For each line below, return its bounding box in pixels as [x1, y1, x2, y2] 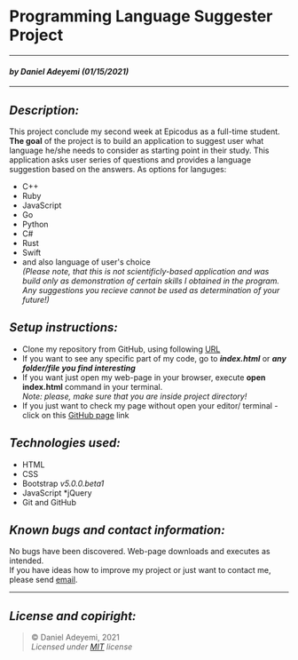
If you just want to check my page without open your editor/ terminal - [21, 400, 278, 410]
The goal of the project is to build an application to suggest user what [9, 135, 264, 146]
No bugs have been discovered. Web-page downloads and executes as [9, 546, 271, 557]
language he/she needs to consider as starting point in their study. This [9, 145, 270, 155]
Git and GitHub [21, 497, 77, 507]
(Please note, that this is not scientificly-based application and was [21, 266, 270, 276]
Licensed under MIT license [30, 641, 133, 652]
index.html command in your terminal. [21, 381, 163, 392]
